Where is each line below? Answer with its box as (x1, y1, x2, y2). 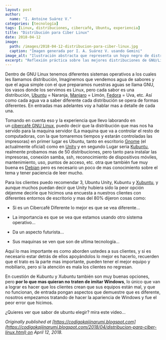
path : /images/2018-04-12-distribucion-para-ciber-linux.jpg (9, 44, 138, 49)
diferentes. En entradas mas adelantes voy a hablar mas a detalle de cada (5, 103, 156, 109)
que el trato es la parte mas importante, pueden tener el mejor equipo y (5, 259, 151, 264)
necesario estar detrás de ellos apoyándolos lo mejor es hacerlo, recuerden (5, 254, 159, 260)
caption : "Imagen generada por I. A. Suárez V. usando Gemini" (9, 48, 142, 53)
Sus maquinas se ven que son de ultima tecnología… (12, 239, 120, 245)
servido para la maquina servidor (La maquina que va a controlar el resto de (5, 128, 160, 134)
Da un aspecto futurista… (12, 229, 64, 235)
